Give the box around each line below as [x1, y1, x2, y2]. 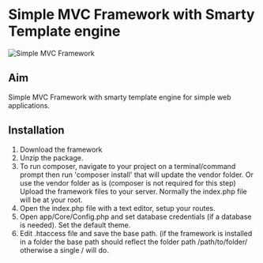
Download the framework [19, 145, 103, 154]
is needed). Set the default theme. [19, 220, 131, 230]
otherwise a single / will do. [19, 245, 109, 254]
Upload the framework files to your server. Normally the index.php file [19, 186, 247, 196]
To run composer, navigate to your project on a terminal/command [19, 161, 236, 171]
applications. [8, 100, 50, 110]
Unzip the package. [19, 152, 84, 163]
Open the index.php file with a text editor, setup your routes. [19, 203, 216, 212]
